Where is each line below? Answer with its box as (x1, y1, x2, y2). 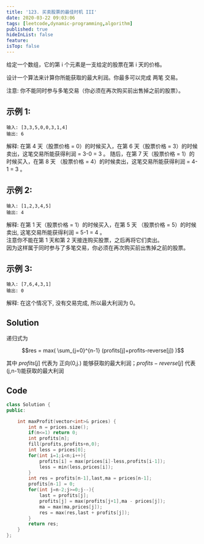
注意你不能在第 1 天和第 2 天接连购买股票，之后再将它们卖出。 (6, 236, 163, 243)
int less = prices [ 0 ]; (28, 447, 86, 453)
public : (6, 407, 26, 413)
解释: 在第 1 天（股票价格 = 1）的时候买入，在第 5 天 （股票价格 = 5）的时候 (6, 221, 197, 228)
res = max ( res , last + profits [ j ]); (39, 510, 130, 516)
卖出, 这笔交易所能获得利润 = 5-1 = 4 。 (6, 228, 105, 236)
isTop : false (6, 44, 40, 50)
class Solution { (6, 401, 51, 408)
